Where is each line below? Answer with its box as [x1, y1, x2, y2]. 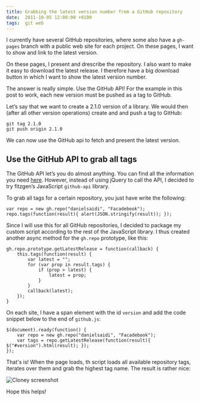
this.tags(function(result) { [17, 251, 93, 258]
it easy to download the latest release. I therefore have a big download [6, 67, 179, 74]
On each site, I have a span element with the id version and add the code [6, 309, 186, 316]
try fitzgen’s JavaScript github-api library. [6, 183, 110, 190]
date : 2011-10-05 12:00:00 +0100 [6, 14, 93, 20]
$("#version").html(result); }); [6, 343, 90, 349]
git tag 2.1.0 [6, 121, 42, 127]
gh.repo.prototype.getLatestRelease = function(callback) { [6, 246, 159, 252]
